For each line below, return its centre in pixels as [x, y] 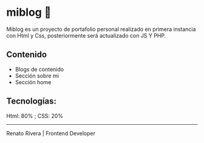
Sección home [33, 82]
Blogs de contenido [39, 69]
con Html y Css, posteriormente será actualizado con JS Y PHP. [86, 35]
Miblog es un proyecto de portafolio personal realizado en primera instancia [101, 29]
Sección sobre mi [37, 76]
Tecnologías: [31, 101]
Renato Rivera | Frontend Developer [51, 133]
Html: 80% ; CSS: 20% [35, 116]
